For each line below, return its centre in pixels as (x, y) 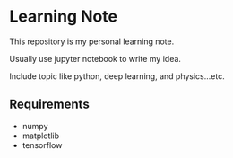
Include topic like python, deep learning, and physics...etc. (117, 76)
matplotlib (41, 136)
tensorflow (42, 145)
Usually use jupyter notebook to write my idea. (95, 58)
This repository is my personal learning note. (92, 41)
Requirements (49, 105)
